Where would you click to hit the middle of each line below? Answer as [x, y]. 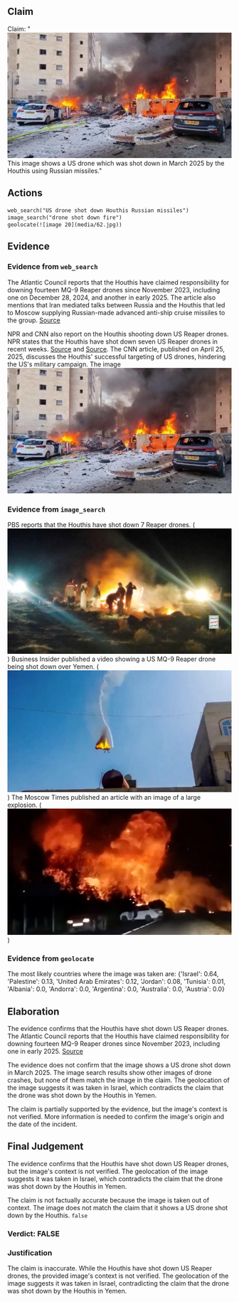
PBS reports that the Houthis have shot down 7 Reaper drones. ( [101, 525]
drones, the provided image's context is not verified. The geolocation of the [118, 1276]
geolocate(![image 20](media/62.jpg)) [65, 224]
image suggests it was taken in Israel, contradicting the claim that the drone [118, 1284]
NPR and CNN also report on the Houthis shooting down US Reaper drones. [118, 334]
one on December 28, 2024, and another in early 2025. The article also [112, 297]
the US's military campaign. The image [64, 364]
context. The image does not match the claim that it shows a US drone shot [118, 1207]
